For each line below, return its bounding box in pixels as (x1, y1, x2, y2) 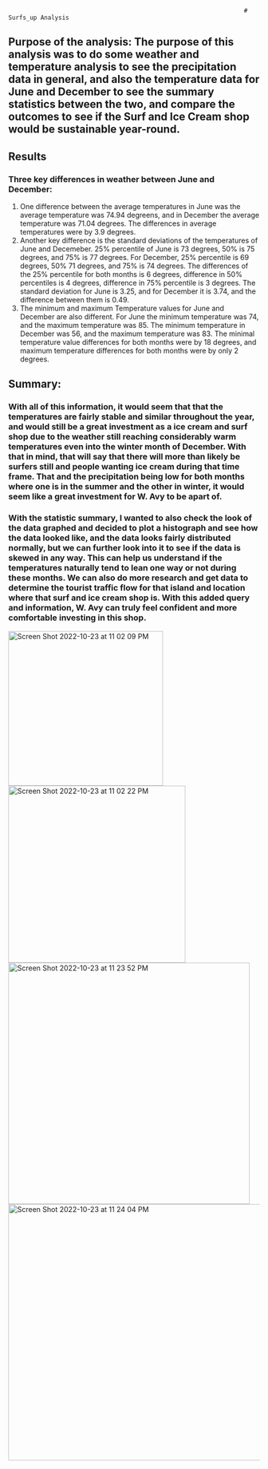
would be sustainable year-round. (8, 123, 181, 136)
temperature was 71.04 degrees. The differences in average (19, 219, 217, 228)
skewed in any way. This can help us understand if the (8, 552, 223, 563)
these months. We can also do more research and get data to (8, 572, 249, 583)
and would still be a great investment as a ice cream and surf (8, 421, 248, 432)
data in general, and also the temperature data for (8, 73, 260, 86)
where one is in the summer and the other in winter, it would (8, 481, 245, 492)
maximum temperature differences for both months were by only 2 (19, 346, 239, 356)
